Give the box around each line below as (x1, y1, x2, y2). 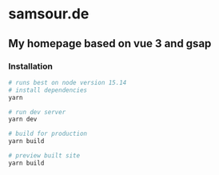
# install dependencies (8, 86, 88, 94)
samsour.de (8, 5, 90, 23)
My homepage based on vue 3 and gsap (8, 37, 212, 50)
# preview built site (8, 152, 81, 160)
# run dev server (8, 108, 66, 116)
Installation (8, 61, 54, 72)
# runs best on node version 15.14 (8, 78, 127, 86)
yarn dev (8, 115, 38, 124)
